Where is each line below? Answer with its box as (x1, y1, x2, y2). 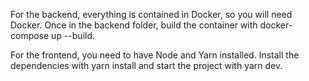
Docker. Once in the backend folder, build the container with (10, 19, 258, 31)
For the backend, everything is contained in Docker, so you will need (10, 9, 293, 20)
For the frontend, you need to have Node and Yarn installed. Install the (10, 49, 300, 61)
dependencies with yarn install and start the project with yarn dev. (10, 60, 283, 71)
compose (10, 30, 50, 41)
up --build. (51, 30, 96, 41)
